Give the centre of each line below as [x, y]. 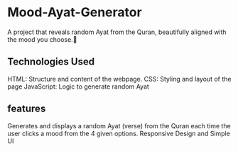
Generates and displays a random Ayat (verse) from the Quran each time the [119, 125]
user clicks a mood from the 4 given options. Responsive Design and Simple [119, 133]
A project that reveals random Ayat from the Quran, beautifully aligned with [117, 32]
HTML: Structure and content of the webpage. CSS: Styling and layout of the [119, 79]
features [27, 109]
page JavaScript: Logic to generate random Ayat [78, 86]
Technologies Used [51, 62]
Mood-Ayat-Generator [75, 12]
